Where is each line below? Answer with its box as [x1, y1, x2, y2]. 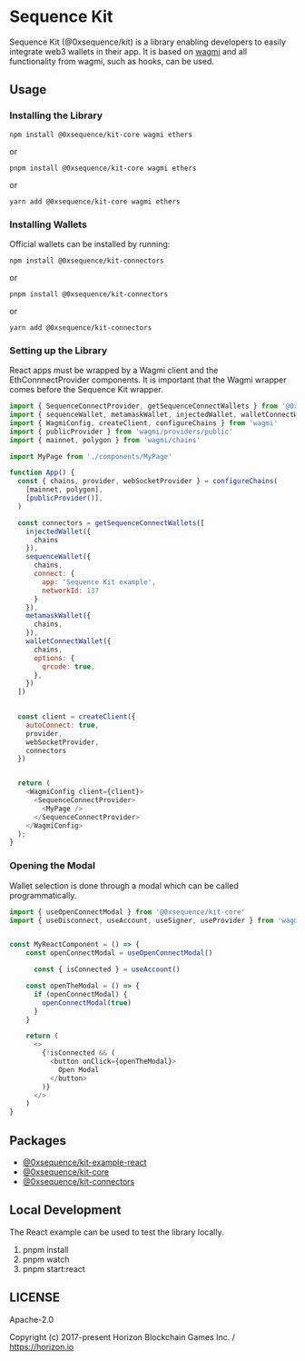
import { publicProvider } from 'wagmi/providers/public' [9, 427, 233, 436]
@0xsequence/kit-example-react [22, 1157, 147, 1167]
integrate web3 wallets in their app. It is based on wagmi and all [9, 45, 248, 56]
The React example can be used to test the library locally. [9, 1227, 224, 1237]
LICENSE [9, 1290, 61, 1306]
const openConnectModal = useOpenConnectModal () [25, 949, 213, 958]
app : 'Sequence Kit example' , [42, 577, 156, 587]
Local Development [9, 1202, 122, 1218]
